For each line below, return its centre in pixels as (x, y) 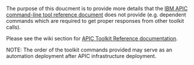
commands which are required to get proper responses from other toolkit (95, 21)
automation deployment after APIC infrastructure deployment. (81, 56)
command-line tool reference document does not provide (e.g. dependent (96, 15)
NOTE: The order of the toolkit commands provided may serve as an (89, 50)
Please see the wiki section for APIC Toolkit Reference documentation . (92, 38)
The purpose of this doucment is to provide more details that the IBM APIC (97, 8)
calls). (14, 27)
